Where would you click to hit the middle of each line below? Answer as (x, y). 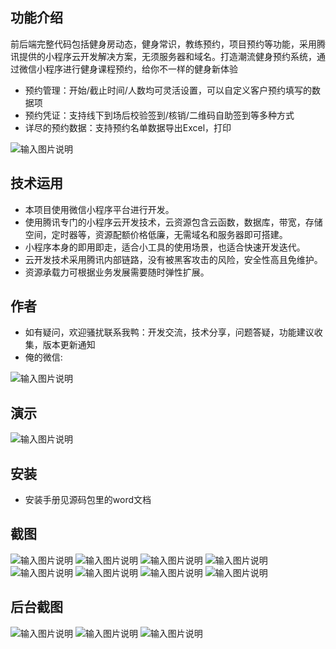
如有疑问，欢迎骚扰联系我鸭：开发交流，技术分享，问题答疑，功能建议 (169, 332)
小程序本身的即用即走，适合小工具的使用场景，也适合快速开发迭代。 (165, 247)
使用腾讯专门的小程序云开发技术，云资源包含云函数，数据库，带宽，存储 (173, 222)
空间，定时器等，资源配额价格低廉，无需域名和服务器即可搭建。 (156, 234)
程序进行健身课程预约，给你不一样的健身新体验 (141, 69)
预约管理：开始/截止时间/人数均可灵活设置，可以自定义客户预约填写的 (168, 90)
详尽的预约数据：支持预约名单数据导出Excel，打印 (128, 127)
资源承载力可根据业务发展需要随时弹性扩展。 (117, 272)
